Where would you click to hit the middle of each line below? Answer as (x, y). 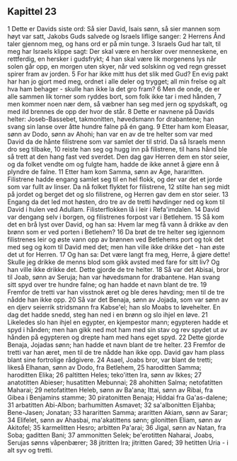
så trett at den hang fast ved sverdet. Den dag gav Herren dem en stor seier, (118, 156)
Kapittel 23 (32, 12)
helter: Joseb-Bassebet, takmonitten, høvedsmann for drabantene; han (111, 119)
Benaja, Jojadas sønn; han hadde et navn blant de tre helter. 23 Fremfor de (116, 345)
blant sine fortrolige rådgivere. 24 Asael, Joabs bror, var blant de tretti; (110, 360)
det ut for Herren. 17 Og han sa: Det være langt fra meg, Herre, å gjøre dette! (119, 254)
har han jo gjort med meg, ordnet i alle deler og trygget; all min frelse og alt (117, 81)
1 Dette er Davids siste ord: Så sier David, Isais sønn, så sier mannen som (114, 28)
